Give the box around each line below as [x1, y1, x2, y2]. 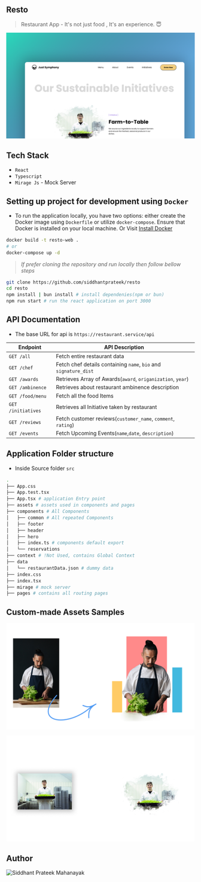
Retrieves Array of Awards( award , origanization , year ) [56, 376, 189, 383]
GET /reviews [8, 419, 41, 425]
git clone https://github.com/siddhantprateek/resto [6, 279, 141, 285]
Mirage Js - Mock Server [14, 179, 77, 186]
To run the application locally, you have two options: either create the [14, 212, 185, 219]
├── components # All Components [6, 508, 90, 515]
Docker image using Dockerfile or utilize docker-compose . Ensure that [14, 218, 185, 225]
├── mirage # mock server [6, 584, 71, 590]
